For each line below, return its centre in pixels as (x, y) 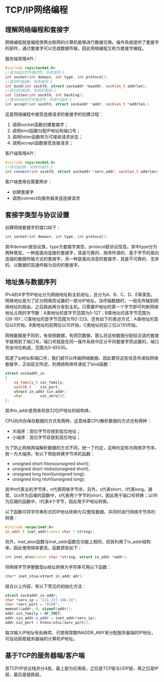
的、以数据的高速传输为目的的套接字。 (43, 265)
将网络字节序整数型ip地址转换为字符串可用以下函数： (58, 567)
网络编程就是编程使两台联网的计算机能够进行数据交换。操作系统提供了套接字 (82, 42)
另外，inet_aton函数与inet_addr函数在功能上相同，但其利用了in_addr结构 (78, 541)
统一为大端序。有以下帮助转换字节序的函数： (50, 454)
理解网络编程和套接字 (37, 30)
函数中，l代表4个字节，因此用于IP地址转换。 (66, 501)
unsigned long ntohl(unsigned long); (49, 479)
